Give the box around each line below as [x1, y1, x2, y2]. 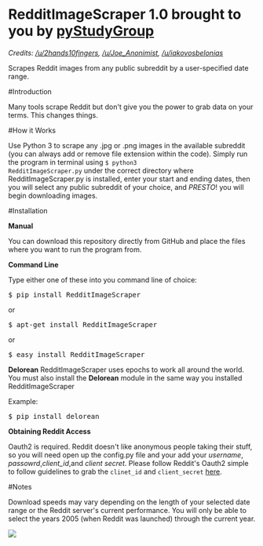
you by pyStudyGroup [8, 22, 155, 40]
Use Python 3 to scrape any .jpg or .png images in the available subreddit [8, 140, 246, 150]
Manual [8, 221, 34, 231]
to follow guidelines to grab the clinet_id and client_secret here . [8, 467, 222, 476]
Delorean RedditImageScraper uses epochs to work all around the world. [8, 365, 245, 374]
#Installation [8, 206, 49, 215]
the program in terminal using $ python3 [8, 157, 137, 166]
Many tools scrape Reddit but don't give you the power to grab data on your [8, 102, 254, 111]
